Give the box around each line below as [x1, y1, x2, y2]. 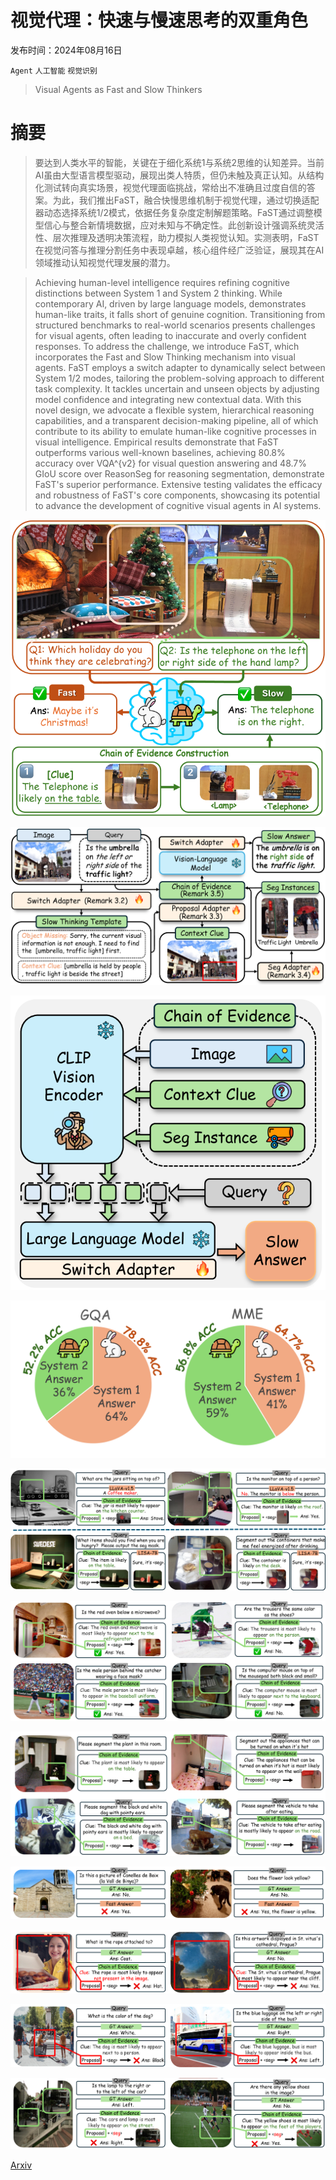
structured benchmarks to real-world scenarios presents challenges [34, 319, 316, 331]
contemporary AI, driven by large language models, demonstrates [34, 297, 307, 310]
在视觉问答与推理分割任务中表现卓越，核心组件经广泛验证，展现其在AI [34, 244, 325, 256]
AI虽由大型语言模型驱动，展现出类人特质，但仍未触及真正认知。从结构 [34, 169, 325, 181]
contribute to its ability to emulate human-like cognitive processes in [34, 425, 317, 437]
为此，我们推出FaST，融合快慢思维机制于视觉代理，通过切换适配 [52, 194, 320, 206]
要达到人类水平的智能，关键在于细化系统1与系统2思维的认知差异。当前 [34, 156, 325, 168]
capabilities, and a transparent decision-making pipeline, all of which [34, 414, 319, 426]
